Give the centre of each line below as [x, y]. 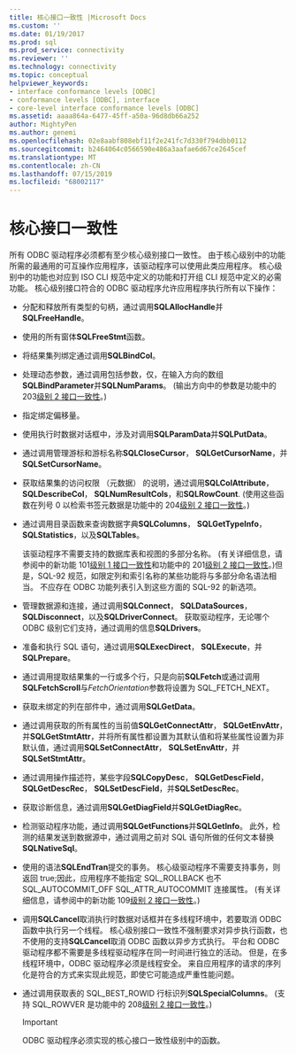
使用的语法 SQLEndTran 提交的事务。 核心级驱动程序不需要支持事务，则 [151, 867]
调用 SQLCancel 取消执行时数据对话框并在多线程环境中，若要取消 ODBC [152, 919]
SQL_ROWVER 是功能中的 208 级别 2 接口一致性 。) [122, 1004]
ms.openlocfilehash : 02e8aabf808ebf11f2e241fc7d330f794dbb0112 [128, 141]
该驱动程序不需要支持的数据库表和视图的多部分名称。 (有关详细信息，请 [152, 554]
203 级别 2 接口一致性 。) [65, 397]
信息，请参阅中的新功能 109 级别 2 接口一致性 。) [115, 901]
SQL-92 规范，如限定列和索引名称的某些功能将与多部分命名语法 [153, 576]
